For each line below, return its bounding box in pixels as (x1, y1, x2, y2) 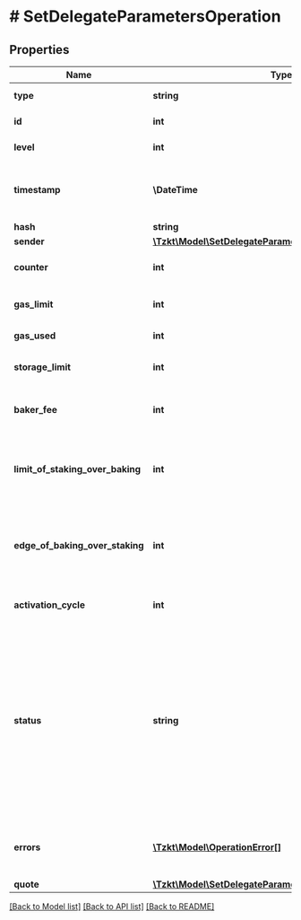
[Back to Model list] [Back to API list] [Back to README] (9, 901, 215, 912)
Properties (9, 42, 70, 57)
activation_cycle (13, 599, 85, 611)
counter (13, 261, 48, 273)
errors (13, 841, 41, 854)
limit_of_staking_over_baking (13, 463, 142, 475)
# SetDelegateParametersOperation (9, 6, 281, 27)
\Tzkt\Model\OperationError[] (152, 841, 282, 854)
